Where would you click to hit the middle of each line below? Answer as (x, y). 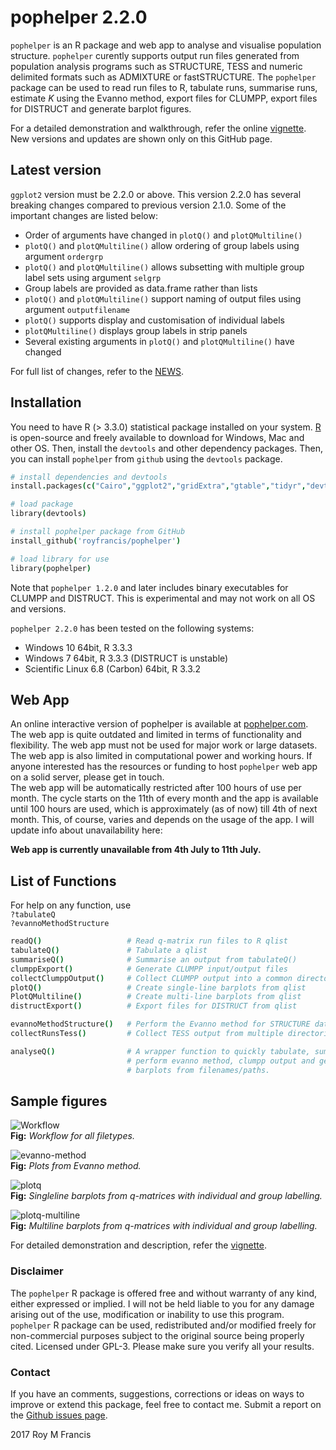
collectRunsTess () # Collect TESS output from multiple (147, 1034)
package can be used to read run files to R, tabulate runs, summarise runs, (164, 87)
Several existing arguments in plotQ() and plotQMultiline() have (159, 341)
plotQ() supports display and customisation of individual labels (154, 320)
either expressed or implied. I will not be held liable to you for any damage (162, 1303)
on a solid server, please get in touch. (87, 777)
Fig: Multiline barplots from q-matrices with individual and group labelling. (164, 1226)
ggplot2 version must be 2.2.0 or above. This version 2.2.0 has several (156, 194)
